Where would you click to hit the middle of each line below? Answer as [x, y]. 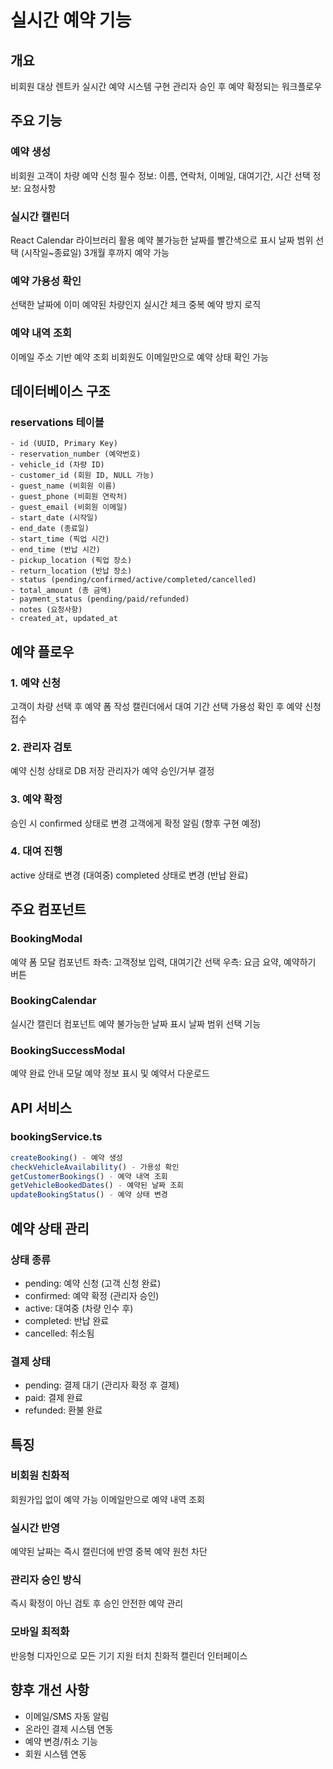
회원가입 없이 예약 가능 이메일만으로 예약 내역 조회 [107, 1499]
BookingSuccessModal [68, 1050]
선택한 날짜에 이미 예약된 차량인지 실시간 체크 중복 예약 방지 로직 [136, 305]
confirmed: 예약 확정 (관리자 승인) [92, 1295]
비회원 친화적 [40, 1476]
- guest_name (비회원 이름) [63, 486]
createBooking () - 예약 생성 [66, 1157]
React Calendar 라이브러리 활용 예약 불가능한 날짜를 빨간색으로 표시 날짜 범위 [162, 240]
